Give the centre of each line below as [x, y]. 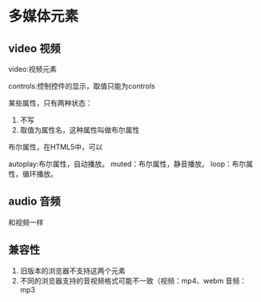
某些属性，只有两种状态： [50, 103]
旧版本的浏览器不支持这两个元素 [72, 270]
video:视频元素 [33, 69]
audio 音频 [35, 202]
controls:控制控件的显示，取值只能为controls [82, 86]
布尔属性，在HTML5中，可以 [56, 147]
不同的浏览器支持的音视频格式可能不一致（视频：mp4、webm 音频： [133, 280]
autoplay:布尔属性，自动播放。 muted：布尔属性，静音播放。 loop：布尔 [127, 164]
